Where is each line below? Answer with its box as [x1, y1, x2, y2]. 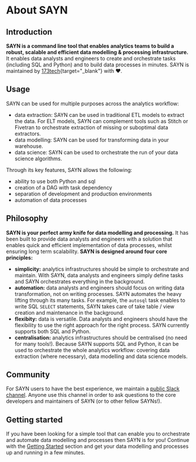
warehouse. [14, 142, 43, 150]
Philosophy [6, 214, 49, 224]
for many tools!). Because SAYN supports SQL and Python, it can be [14, 340, 179, 347]
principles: [6, 254, 33, 261]
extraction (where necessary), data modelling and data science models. [14, 353, 188, 360]
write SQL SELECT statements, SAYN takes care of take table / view [14, 303, 174, 310]
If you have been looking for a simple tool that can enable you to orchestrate [6, 430, 190, 437]
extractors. [14, 130, 41, 137]
